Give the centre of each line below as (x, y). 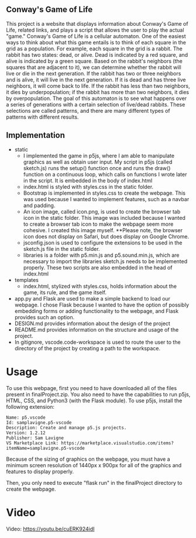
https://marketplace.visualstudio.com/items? (118, 443)
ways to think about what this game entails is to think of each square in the (96, 42)
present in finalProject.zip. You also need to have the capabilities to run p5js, (98, 394)
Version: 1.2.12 (26, 433)
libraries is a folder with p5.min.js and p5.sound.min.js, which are (101, 255)
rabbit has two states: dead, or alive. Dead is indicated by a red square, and (97, 54)
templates (27, 280)
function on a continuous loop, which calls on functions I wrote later (105, 174)
